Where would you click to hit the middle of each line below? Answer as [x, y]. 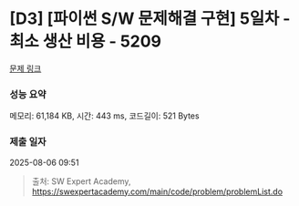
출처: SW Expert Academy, [81, 181]
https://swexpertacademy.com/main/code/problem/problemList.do [157, 191]
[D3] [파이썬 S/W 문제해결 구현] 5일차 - [150, 19]
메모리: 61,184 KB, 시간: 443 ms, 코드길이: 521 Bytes [104, 116]
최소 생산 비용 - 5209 [86, 41]
